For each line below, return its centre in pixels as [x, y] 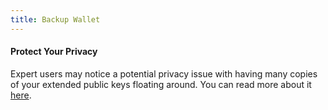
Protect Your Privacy [54, 52]
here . [21, 95]
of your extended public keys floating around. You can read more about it [161, 84]
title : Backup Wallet [55, 19]
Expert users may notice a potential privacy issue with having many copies [164, 73]
